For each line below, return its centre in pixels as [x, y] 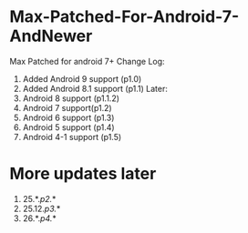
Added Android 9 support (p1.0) [82, 78]
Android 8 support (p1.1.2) [71, 98]
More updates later [83, 174]
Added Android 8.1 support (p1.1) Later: [95, 88]
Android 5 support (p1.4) [69, 127]
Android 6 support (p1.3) [68, 117]
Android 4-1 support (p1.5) [72, 137]
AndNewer [51, 36]
